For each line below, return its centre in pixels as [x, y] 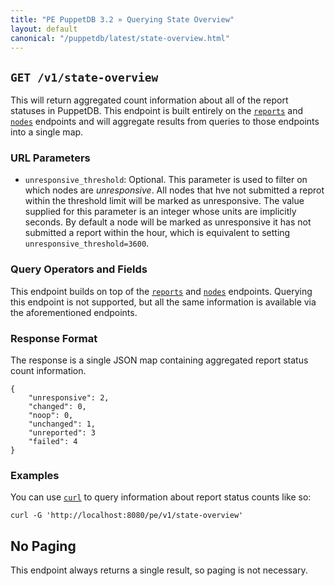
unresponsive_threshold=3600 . [87, 243]
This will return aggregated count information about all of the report [149, 100]
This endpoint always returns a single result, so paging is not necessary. [159, 570]
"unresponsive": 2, [69, 398]
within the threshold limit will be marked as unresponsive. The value [164, 201]
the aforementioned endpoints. [74, 312]
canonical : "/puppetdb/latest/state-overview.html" [120, 38]
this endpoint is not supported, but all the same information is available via [163, 302]
